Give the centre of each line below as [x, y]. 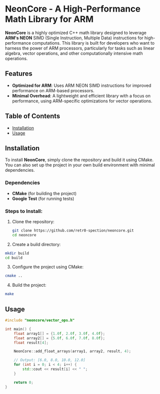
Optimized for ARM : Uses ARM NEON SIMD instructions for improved [82, 85]
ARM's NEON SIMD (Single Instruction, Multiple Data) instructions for [74, 38]
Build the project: [29, 285]
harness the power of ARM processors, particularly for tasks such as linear [80, 48]
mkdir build [17, 253]
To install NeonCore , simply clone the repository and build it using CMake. [79, 160]
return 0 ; [24, 382]
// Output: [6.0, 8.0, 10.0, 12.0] [50, 360]
